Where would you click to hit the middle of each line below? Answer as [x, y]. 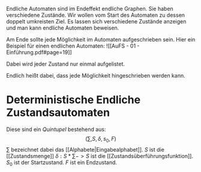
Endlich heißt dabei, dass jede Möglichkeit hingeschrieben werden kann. [96, 75]
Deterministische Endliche [73, 100]
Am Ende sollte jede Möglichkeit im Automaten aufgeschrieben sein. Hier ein [101, 39]
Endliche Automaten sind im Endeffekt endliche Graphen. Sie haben [90, 9]
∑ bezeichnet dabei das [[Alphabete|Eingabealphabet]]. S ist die [85, 149]
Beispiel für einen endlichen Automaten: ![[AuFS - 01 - [73, 46]
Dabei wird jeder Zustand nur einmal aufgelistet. [65, 64]
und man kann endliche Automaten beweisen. [63, 28]
